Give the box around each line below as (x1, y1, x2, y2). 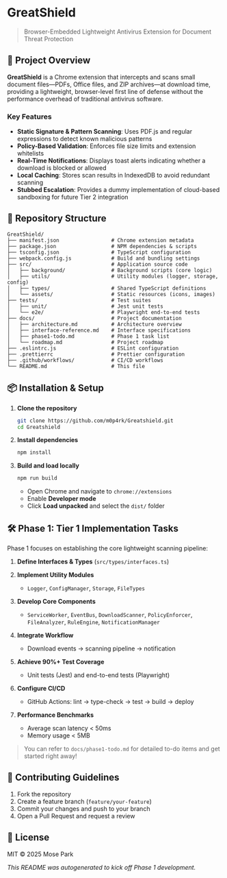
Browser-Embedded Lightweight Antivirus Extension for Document (23, 27, 212, 36)
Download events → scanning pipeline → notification (27, 644, 176, 653)
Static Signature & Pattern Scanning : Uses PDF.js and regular (16, 127, 193, 136)
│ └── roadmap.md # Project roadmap (7, 339, 164, 345)
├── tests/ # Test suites (7, 297, 152, 304)
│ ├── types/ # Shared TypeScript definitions (7, 284, 206, 292)
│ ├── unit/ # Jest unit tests (7, 303, 164, 310)
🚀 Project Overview (7, 55, 91, 66)
